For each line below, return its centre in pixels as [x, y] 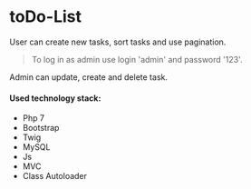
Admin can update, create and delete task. [88, 77]
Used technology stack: [55, 98]
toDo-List [45, 17]
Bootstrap [41, 128]
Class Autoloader [55, 176]
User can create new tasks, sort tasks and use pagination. [118, 42]
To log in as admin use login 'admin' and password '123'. [137, 59]
